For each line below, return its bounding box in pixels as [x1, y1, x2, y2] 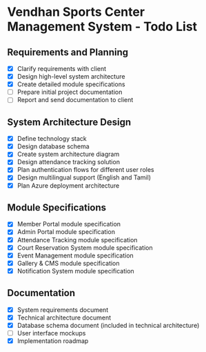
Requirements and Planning [7, 46, 129, 58]
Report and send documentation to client [17, 96, 134, 104]
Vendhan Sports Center [7, 4, 145, 20]
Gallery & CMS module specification [17, 259, 120, 267]
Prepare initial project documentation [17, 88, 123, 97]
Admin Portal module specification [17, 228, 116, 236]
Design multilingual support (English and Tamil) [17, 173, 152, 182]
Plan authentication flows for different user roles [17, 166, 154, 174]
